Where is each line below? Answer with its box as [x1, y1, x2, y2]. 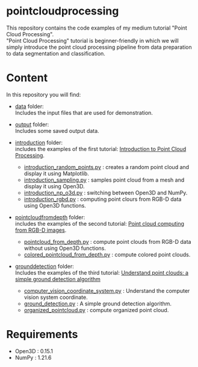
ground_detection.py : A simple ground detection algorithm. [23, 300, 172, 307]
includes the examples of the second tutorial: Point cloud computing [14, 220, 185, 227]
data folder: [14, 103, 44, 110]
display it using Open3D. [23, 182, 85, 190]
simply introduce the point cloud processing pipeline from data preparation [6, 43, 192, 51]
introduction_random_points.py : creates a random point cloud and [23, 163, 190, 170]
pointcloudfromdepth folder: [14, 213, 85, 221]
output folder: [14, 121, 49, 128]
